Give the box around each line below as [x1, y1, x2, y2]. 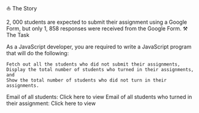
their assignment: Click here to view [6, 100, 96, 107]
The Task [6, 32, 30, 38]
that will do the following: [6, 50, 69, 56]
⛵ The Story [6, 5, 38, 12]
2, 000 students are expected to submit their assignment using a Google [6, 18, 187, 26]
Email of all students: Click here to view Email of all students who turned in [6, 94, 192, 100]
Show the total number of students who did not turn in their [6, 77, 167, 83]
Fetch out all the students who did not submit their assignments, [6, 61, 181, 67]
